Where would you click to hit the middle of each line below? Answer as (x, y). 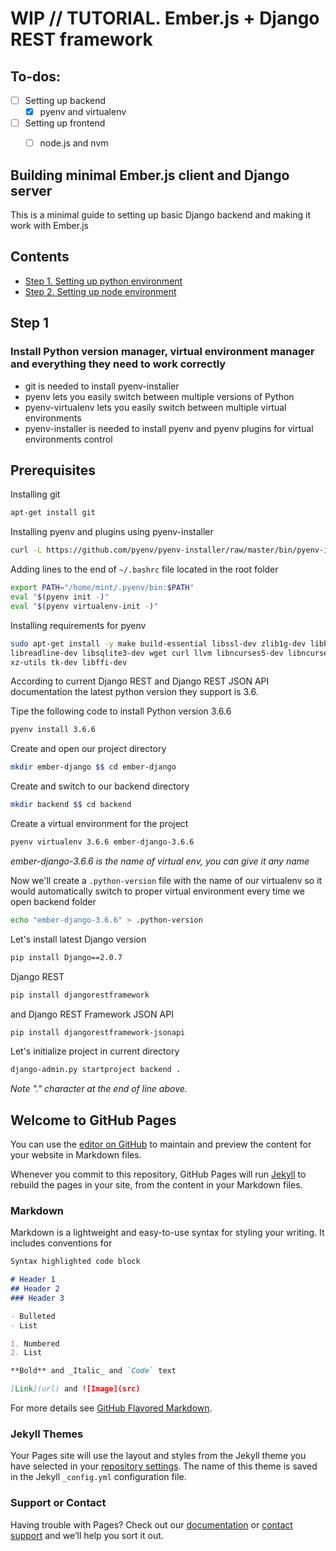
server (31, 190)
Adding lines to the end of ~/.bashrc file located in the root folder (144, 569)
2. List (26, 1353)
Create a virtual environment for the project (99, 823)
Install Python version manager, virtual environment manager (162, 352)
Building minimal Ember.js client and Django (150, 175)
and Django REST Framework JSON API (92, 1014)
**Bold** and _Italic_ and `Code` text (93, 1371)
